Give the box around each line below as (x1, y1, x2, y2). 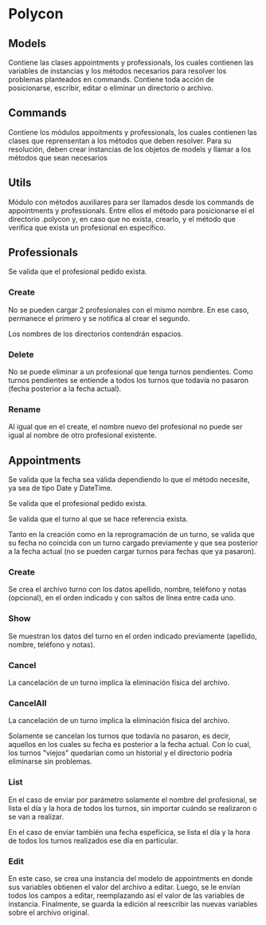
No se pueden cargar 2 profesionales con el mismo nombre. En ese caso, (8, 305, 249, 314)
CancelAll (8, 698, 47, 709)
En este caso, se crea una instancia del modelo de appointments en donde (8, 873, 253, 883)
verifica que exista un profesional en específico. (8, 223, 166, 232)
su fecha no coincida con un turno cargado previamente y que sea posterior (8, 538, 258, 547)
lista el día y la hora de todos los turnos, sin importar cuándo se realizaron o (8, 803, 257, 812)
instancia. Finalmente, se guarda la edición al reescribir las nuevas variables (8, 899, 258, 908)
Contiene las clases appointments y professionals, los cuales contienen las (8, 57, 254, 67)
